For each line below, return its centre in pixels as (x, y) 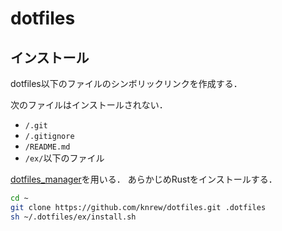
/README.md (47, 147)
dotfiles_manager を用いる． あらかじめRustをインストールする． (144, 179)
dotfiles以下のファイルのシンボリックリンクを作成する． (126, 83)
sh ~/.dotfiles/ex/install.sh (73, 217)
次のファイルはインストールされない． (89, 105)
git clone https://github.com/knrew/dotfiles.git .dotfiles (138, 207)
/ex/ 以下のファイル (64, 158)
